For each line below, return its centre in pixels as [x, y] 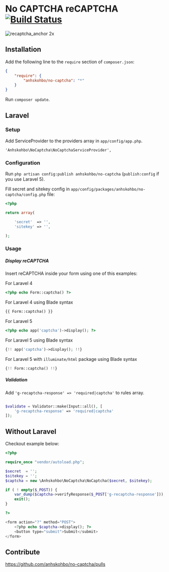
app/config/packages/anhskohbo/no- [108, 190]
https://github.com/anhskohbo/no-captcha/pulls [55, 564]
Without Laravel [31, 432]
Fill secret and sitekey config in [38, 189]
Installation [23, 49]
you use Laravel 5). [25, 179]
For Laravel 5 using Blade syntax [39, 340]
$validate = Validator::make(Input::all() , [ [54, 406]
